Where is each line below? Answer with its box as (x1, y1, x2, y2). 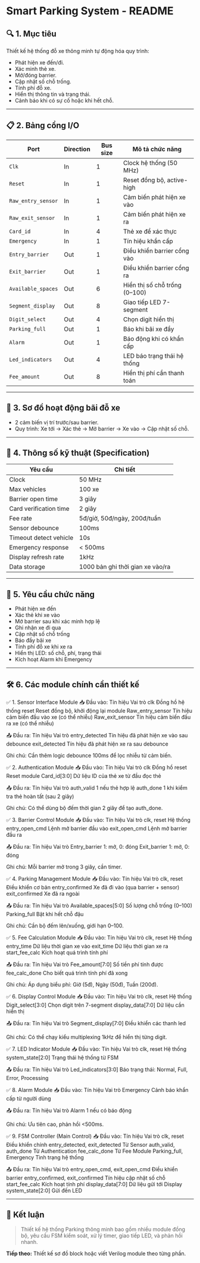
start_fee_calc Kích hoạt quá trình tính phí (6, 949, 108, 956)
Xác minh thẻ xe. (14, 66, 56, 72)
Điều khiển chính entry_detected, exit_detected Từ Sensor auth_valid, (6, 1141, 175, 1149)
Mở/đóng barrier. (14, 72, 57, 79)
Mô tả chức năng (132, 145, 182, 153)
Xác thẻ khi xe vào (14, 612, 61, 619)
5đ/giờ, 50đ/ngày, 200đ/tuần (79, 514, 161, 523)
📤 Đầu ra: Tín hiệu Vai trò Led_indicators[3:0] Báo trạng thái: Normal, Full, (6, 1066, 188, 1073)
